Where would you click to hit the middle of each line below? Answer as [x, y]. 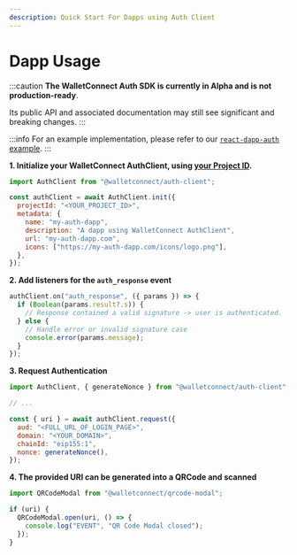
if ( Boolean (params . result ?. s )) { [80, 305]
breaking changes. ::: [48, 121]
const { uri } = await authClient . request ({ [92, 420]
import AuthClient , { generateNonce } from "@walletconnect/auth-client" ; [150, 387]
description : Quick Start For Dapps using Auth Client [112, 17]
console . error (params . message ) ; [84, 337]
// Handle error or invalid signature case [107, 329]
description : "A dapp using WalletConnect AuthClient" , [130, 230]
